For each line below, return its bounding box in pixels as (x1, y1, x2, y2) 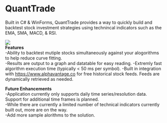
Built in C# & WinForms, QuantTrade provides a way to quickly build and (5, 19, 153, 25)
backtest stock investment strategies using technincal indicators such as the (5, 24, 162, 30)
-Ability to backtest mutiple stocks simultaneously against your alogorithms (5, 50, 159, 56)
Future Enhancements (5, 85, 52, 92)
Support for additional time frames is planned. (5, 96, 99, 102)
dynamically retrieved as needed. (5, 76, 74, 82)
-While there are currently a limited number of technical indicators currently (5, 101, 160, 107)
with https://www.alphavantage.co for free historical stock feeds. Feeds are (5, 70, 160, 77)
